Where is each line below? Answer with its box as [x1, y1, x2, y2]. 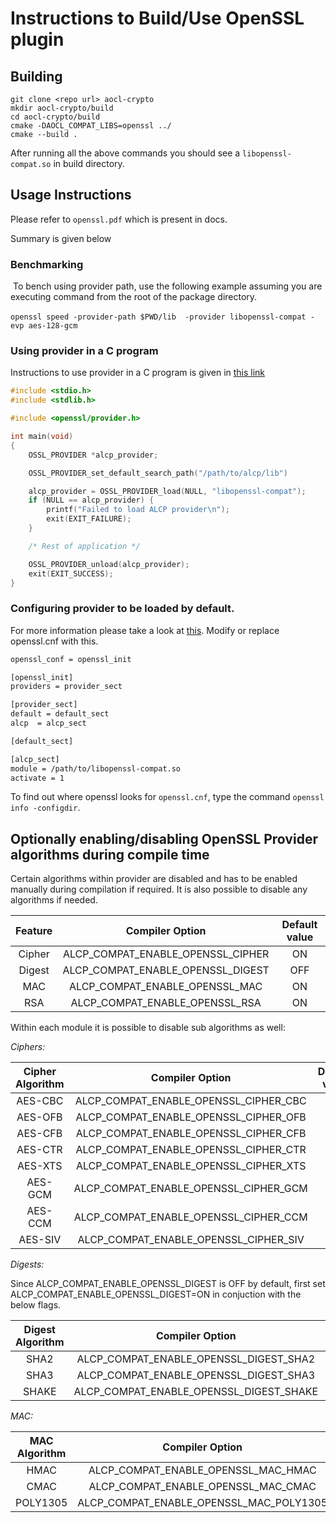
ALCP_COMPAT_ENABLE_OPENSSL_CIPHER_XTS [75, 1159, 307, 1173]
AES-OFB [16, 1110, 63, 1124]
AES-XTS [16, 1159, 63, 1173]
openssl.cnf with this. [10, 635, 99, 647]
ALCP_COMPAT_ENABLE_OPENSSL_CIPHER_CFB [75, 1127, 307, 1141]
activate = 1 [10, 773, 65, 783]
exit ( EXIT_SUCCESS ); [28, 568, 114, 579]
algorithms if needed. [10, 894, 98, 906]
